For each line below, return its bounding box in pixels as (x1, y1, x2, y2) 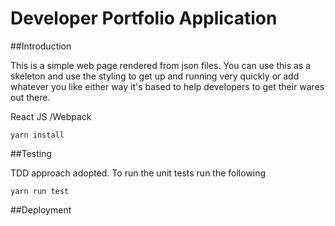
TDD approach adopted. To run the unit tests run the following (10, 167, 267, 179)
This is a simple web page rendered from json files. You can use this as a (10, 59, 312, 71)
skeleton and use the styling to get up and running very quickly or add (10, 70, 300, 82)
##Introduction (10, 40, 72, 52)
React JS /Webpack (10, 110, 92, 122)
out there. (10, 91, 51, 103)
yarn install (10, 130, 65, 140)
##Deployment (10, 203, 72, 216)
